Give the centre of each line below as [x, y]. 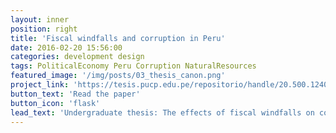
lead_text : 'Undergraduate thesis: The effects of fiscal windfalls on [162, 112]
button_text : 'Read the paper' [75, 94]
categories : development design [77, 57]
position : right [44, 29]
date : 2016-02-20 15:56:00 [66, 47]
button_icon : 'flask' [55, 103]
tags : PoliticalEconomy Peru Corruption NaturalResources [133, 66]
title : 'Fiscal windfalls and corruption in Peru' [118, 38]
